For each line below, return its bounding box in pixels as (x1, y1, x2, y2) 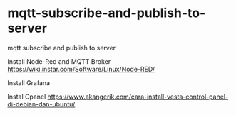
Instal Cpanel (7, 92, 46, 101)
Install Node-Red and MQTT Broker (7, 57, 111, 65)
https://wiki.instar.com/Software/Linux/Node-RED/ (7, 65, 155, 73)
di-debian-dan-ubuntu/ (7, 99, 76, 108)
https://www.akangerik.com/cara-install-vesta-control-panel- (47, 92, 229, 101)
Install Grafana (7, 78, 51, 87)
